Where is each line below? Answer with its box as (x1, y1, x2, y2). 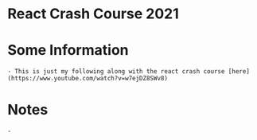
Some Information (7, 41, 129, 60)
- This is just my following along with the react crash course (7, 68, 225, 76)
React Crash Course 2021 (7, 5, 180, 23)
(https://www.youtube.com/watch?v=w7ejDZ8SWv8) (7, 75, 169, 83)
